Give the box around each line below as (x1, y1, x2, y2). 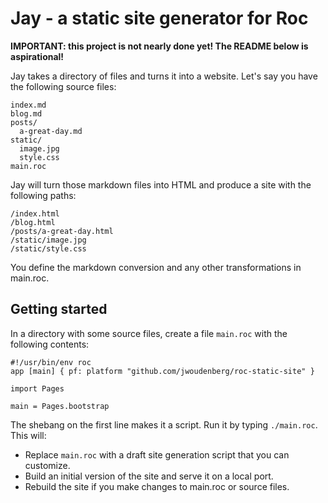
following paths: (10, 189, 77, 201)
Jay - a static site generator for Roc (10, 7, 309, 30)
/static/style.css (10, 243, 87, 254)
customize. (24, 459, 71, 471)
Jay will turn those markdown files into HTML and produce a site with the (10, 178, 312, 191)
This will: (10, 429, 47, 441)
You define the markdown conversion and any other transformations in (10, 261, 302, 273)
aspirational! (10, 50, 65, 62)
